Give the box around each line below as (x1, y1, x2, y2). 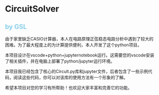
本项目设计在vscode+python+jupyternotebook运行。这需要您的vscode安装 (5, 52, 155, 58)
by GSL (5, 23, 27, 31)
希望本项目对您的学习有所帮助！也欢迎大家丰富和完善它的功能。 (5, 85, 132, 90)
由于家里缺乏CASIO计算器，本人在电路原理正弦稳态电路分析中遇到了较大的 (5, 36, 154, 41)
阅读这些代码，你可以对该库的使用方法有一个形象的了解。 (13, 75, 128, 80)
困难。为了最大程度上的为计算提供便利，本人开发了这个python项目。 (5, 42, 142, 48)
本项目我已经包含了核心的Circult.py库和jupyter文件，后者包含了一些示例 (5, 68, 148, 74)
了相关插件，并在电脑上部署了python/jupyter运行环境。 (5, 58, 115, 64)
